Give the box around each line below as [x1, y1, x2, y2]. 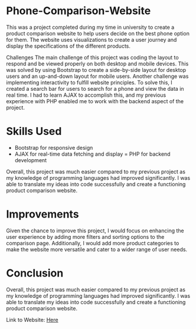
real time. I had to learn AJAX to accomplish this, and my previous [6, 91, 166, 98]
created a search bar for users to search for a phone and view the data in [6, 85, 184, 92]
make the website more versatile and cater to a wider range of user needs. [6, 246, 188, 253]
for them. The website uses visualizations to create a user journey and [6, 36, 177, 43]
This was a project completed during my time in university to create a [6, 24, 175, 31]
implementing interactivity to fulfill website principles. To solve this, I [6, 78, 172, 86]
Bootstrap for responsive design [14, 144, 93, 151]
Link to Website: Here [6, 316, 58, 323]
